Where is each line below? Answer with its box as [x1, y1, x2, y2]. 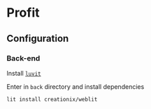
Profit [6, 5, 40, 21]
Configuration [6, 33, 69, 44]
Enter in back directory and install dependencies [6, 82, 145, 91]
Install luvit [6, 69, 41, 77]
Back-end [6, 53, 41, 63]
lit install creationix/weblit [6, 96, 98, 103]
